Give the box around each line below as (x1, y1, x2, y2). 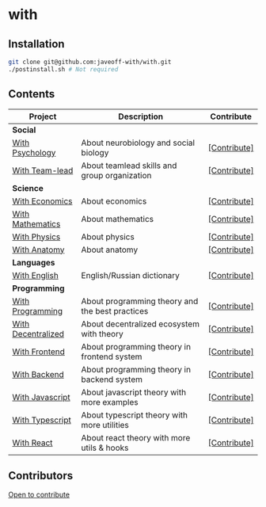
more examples (81, 396, 139, 407)
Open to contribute (8, 490, 70, 500)
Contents (8, 87, 55, 101)
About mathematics (81, 213, 154, 224)
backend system (81, 374, 143, 385)
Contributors (8, 469, 74, 482)
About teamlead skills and (81, 160, 177, 171)
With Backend (12, 368, 65, 379)
